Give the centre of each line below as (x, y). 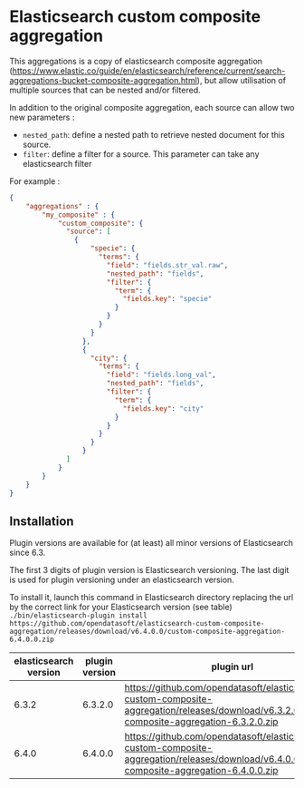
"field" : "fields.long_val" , (161, 375)
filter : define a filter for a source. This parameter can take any (141, 154)
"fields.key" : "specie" (167, 299)
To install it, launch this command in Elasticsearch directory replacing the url (152, 598)
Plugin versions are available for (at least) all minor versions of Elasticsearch (152, 543)
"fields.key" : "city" (163, 409)
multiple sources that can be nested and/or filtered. (105, 90)
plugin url (233, 666)
